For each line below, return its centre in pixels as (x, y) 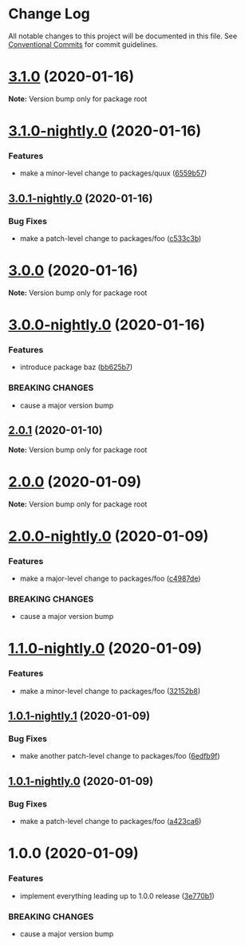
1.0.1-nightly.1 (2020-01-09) (79, 716)
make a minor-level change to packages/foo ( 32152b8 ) (110, 691)
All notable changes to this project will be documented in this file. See (123, 36)
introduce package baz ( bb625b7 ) (76, 367)
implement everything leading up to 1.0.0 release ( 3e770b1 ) (117, 896)
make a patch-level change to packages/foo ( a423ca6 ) (111, 822)
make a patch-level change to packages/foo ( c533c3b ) (111, 238)
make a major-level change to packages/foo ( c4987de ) (110, 578)
